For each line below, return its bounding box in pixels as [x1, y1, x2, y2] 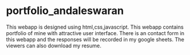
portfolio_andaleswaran [6, 4, 124, 18]
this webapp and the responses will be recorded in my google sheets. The [6, 36, 185, 43]
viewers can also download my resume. [6, 42, 102, 49]
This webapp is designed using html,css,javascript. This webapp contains [6, 23, 184, 30]
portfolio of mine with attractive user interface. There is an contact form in [6, 29, 185, 36]
